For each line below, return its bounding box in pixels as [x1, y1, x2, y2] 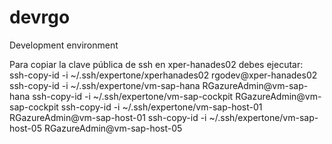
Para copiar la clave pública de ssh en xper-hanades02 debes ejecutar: [9, 58, 304, 70]
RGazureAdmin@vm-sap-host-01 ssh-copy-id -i [9, 111, 207, 123]
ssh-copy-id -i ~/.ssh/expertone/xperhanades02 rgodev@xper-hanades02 [9, 69, 318, 81]
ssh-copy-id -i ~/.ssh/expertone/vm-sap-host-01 [60, 101, 263, 113]
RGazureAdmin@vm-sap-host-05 [43, 122, 183, 134]
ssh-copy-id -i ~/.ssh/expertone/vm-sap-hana [9, 79, 201, 91]
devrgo [9, 6, 71, 29]
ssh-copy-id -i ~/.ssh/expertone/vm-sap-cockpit [32, 90, 234, 102]
